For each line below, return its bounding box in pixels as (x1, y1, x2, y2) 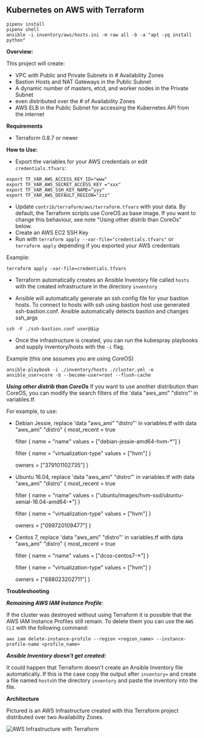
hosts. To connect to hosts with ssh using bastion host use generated (15, 301, 190, 308)
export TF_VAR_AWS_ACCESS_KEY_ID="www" (6, 176, 108, 182)
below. (15, 222, 32, 230)
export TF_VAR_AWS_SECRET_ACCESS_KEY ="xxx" (6, 181, 121, 188)
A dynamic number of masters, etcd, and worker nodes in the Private (15, 84, 189, 92)
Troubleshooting (6, 587, 50, 594)
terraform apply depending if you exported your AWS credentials (15, 241, 180, 249)
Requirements (6, 122, 43, 130)
